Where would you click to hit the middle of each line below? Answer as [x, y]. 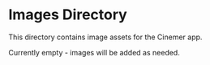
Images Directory [68, 15]
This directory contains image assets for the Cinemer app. [105, 37]
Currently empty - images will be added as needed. [94, 52]
